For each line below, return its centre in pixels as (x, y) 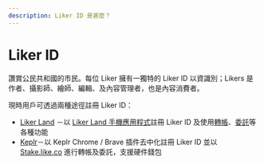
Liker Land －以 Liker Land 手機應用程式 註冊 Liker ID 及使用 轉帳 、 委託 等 (138, 122)
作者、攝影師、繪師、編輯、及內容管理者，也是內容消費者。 (106, 88)
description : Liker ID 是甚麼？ (60, 16)
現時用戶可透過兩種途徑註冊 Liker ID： (71, 105)
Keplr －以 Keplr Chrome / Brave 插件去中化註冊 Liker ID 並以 (118, 142)
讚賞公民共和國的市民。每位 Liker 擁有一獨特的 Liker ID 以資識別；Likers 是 (131, 78)
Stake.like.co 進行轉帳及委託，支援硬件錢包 (91, 151)
